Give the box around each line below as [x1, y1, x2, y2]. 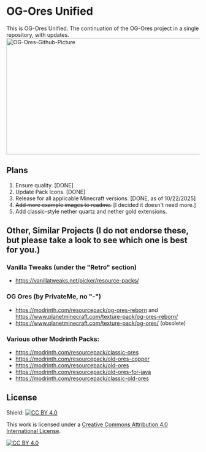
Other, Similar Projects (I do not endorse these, [6, 225, 189, 236]
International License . [6, 427, 61, 434]
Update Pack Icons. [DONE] [15, 188, 86, 195]
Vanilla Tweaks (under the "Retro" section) [6, 263, 137, 271]
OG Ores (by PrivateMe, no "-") [6, 292, 101, 301]
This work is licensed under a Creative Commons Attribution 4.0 [6, 421, 169, 428]
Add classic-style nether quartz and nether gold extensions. [15, 208, 167, 215]
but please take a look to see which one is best [6, 235, 188, 246]
